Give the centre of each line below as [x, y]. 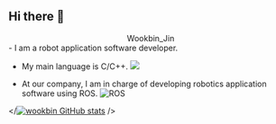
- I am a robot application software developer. [93, 48]
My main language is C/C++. [74, 66]
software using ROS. [60, 93]
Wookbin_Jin [151, 38]
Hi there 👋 [37, 17]
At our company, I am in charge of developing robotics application [144, 84]
